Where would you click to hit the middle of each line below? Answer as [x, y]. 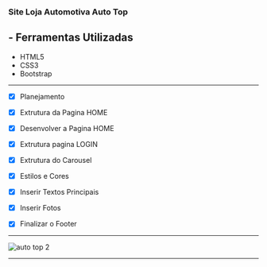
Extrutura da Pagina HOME [64, 112]
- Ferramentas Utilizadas [71, 38]
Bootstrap [36, 73]
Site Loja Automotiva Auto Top [68, 12]
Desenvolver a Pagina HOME [67, 128]
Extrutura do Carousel [56, 160]
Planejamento [42, 96]
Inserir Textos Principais [59, 192]
